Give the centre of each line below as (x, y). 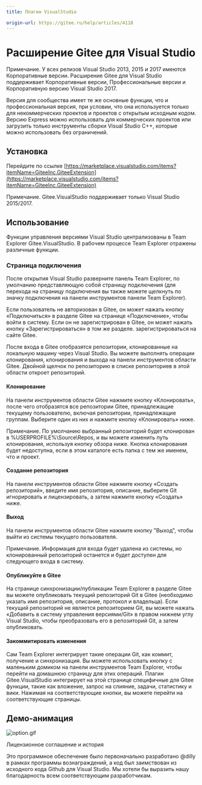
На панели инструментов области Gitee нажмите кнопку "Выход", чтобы (100, 530)
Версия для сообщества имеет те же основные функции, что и (87, 100)
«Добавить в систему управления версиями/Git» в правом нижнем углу (100, 615)
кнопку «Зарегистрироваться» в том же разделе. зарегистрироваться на (101, 329)
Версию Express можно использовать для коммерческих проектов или (99, 120)
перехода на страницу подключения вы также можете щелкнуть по (94, 291)
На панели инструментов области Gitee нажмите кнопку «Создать (92, 483)
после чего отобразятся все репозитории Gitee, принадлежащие (90, 406)
